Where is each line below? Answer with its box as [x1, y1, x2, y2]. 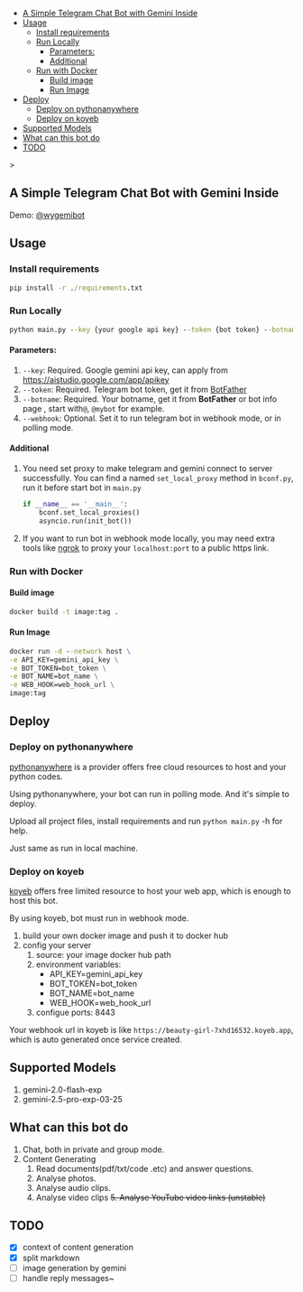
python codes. [9, 771, 63, 782]
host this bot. [9, 896, 59, 906]
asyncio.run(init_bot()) [39, 516, 133, 525]
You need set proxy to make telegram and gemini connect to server [22, 462, 273, 473]
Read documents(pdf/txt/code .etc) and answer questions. [35, 1163, 254, 1174]
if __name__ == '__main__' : [22, 499, 129, 508]
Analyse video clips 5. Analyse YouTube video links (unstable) [35, 1192, 266, 1203]
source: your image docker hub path [35, 950, 171, 961]
